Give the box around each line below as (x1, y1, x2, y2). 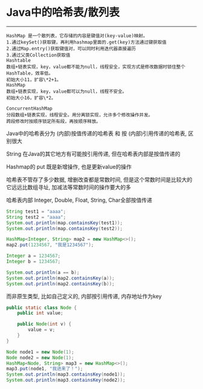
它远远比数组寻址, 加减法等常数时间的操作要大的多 (6, 183, 131, 191)
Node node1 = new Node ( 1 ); (6, 349, 74, 355)
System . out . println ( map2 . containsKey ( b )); (6, 281, 115, 287)
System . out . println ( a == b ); (6, 269, 80, 276)
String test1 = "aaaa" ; (6, 208, 66, 214)
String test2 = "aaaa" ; (6, 214, 66, 220)
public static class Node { (6, 304, 77, 311)
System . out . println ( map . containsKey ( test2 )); (6, 225, 123, 231)
